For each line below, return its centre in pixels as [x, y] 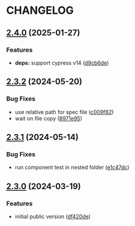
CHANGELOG [40, 11]
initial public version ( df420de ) [53, 216]
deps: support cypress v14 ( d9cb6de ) [62, 63]
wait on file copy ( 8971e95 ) [49, 118]
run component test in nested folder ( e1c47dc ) [72, 167]
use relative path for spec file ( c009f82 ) [64, 112]
